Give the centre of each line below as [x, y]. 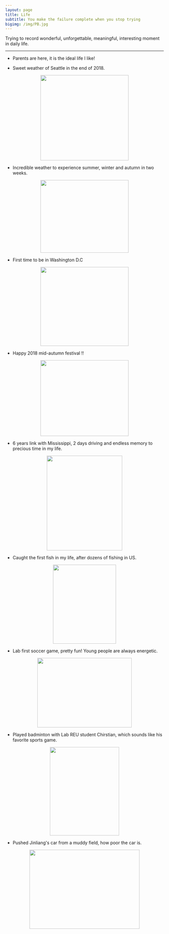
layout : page [19, 10]
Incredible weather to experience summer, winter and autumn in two [83, 168]
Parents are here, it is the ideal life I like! [54, 58]
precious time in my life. [37, 449]
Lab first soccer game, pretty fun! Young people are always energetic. [85, 651]
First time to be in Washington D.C [48, 260]
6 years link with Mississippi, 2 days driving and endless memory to [82, 443]
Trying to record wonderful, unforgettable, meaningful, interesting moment [82, 38]
